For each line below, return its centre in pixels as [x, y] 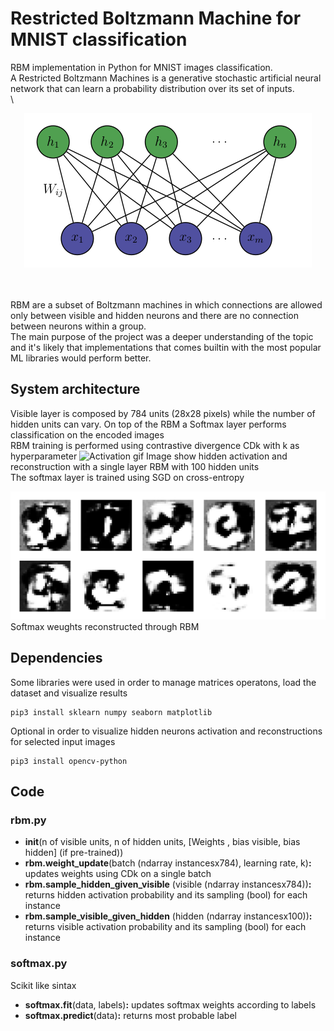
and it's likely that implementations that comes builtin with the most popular [166, 347]
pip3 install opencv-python [69, 761]
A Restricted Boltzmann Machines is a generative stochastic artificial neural [166, 78]
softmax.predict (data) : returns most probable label [130, 1015]
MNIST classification [99, 39]
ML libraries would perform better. [81, 358]
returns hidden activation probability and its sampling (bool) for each [166, 895]
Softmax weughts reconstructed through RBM [105, 626]
